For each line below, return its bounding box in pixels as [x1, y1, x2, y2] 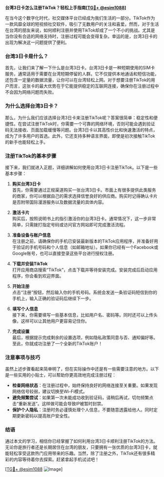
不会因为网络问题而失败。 [5, 89, 57, 95]
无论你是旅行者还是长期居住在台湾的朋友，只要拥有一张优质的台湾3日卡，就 [5, 444, 158, 450]
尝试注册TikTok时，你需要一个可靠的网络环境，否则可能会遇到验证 [21, 120, 155, 126]
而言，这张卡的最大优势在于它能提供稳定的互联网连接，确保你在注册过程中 [9, 83, 159, 89]
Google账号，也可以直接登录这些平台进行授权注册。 [12, 250, 117, 256]
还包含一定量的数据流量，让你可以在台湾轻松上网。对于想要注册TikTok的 [5, 77, 151, 83]
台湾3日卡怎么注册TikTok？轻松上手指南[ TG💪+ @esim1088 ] [5, 5, 126, 10]
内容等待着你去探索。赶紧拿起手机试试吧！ [13, 457, 99, 462]
